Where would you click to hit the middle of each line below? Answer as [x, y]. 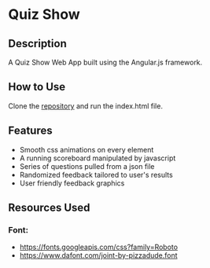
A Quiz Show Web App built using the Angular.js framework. [105, 62]
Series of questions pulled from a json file [87, 166]
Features [30, 131]
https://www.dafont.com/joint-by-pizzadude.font [99, 255]
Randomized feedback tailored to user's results [96, 174]
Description [37, 44]
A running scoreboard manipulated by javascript [98, 158]
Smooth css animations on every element [87, 149]
